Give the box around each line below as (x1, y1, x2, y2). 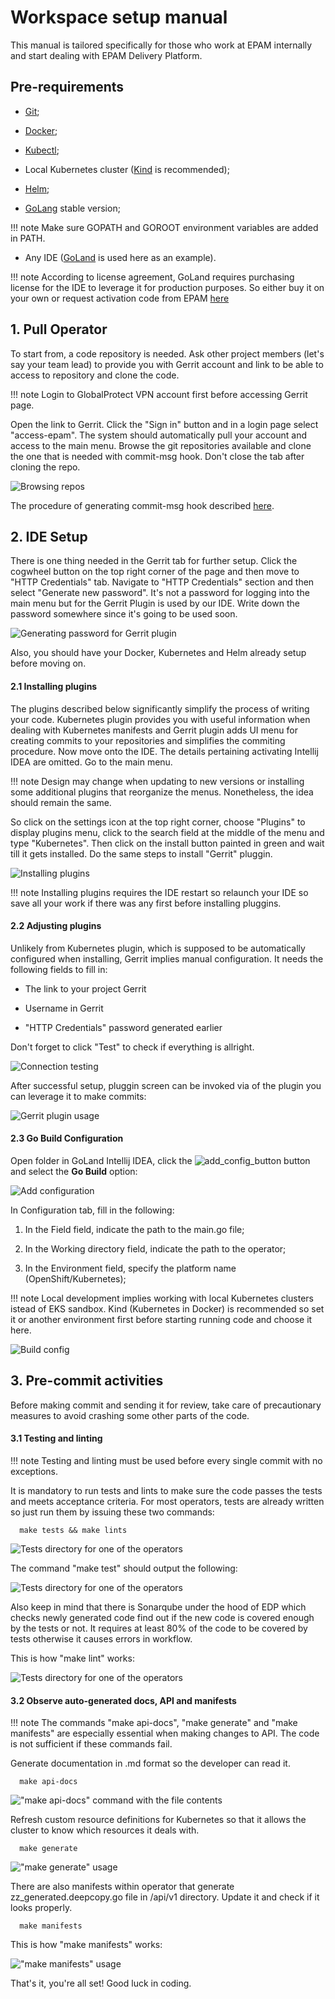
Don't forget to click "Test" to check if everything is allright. (10, 1041, 255, 1053)
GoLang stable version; (24, 202, 121, 214)
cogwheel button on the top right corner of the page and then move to (10, 566, 300, 578)
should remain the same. (10, 796, 112, 808)
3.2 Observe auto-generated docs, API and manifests (10, 1694, 237, 1706)
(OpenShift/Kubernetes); (24, 1272, 127, 1285)
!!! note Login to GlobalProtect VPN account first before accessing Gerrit (10, 388, 308, 400)
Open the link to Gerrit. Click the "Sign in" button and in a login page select (10, 418, 319, 430)
